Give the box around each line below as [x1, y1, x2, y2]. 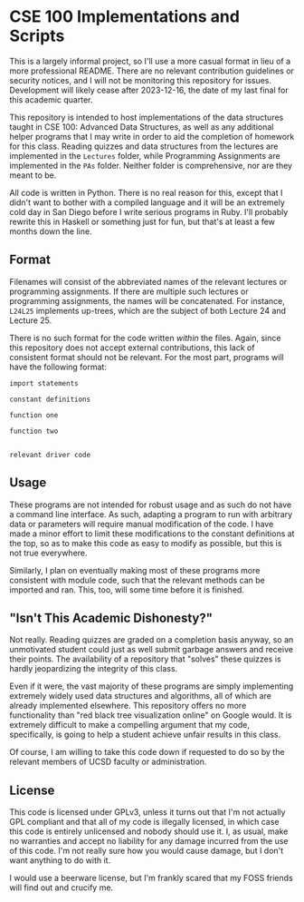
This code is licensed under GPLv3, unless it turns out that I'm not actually [9, 807, 286, 818]
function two [9, 426, 59, 436]
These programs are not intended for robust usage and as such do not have [9, 499, 292, 510]
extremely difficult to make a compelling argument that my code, [9, 720, 251, 730]
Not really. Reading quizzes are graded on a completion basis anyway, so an [9, 634, 294, 645]
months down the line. [9, 225, 92, 237]
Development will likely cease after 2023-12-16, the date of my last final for [9, 84, 289, 95]
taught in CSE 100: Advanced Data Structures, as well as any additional [9, 121, 274, 132]
